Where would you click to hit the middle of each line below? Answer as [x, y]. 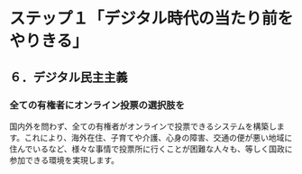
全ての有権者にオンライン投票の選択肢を [97, 105]
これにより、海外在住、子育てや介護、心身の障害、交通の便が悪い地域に [158, 137]
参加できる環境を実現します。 [64, 160]
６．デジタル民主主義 [69, 77]
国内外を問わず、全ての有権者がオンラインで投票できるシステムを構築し [143, 126]
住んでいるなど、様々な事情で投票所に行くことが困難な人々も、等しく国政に [151, 149]
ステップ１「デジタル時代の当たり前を [151, 18]
